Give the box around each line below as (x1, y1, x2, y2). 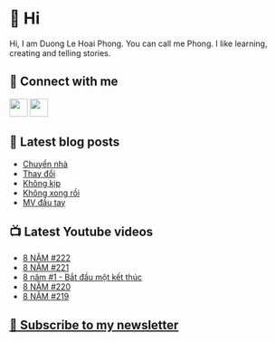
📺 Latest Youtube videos (9, 223, 154, 239)
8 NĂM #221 (22, 262, 70, 273)
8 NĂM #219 (22, 291, 70, 302)
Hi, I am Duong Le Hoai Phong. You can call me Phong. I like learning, (9, 38, 268, 49)
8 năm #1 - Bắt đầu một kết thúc (22, 271, 143, 283)
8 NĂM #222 (22, 252, 71, 263)
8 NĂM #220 (22, 281, 71, 292)
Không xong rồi (22, 187, 81, 198)
